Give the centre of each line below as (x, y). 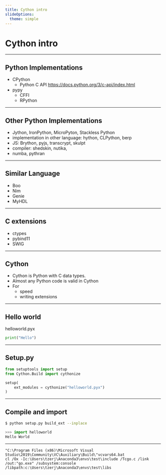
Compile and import (36, 412)
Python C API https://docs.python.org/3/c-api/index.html (77, 85)
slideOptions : (20, 14)
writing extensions (39, 297)
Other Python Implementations (54, 121)
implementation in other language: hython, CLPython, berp (72, 138)
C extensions (26, 221)
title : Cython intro (26, 10)
